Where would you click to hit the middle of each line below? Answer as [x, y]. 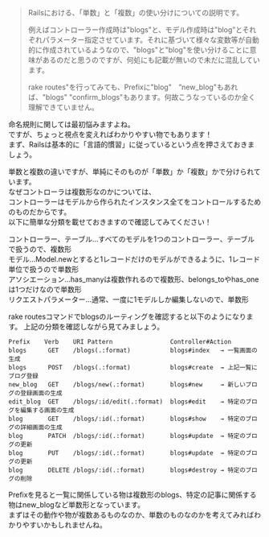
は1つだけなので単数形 [45, 289]
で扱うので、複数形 [40, 249]
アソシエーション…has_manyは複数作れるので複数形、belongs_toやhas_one [134, 279]
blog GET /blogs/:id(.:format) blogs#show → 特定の [127, 419]
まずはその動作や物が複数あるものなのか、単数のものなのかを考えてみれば [131, 515]
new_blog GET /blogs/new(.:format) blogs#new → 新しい [127, 385]
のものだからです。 [40, 212]
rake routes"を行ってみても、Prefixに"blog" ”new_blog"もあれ [133, 87]
